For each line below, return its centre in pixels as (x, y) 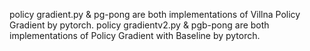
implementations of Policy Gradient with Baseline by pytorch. (135, 35)
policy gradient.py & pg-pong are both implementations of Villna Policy (155, 14)
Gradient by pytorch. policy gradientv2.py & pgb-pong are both (139, 25)
